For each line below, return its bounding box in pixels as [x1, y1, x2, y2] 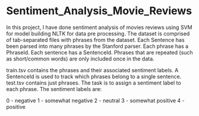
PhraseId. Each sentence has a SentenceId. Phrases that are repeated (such [6, 49, 194, 56]
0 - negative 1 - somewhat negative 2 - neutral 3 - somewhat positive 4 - [6, 96, 185, 104]
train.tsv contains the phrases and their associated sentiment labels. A [6, 66, 179, 73]
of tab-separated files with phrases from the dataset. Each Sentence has [6, 36, 185, 43]
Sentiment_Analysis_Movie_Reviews [6, 4, 192, 18]
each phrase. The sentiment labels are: [6, 85, 102, 92]
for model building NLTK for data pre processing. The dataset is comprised [6, 30, 190, 37]
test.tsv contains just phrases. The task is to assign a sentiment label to [6, 79, 182, 86]
